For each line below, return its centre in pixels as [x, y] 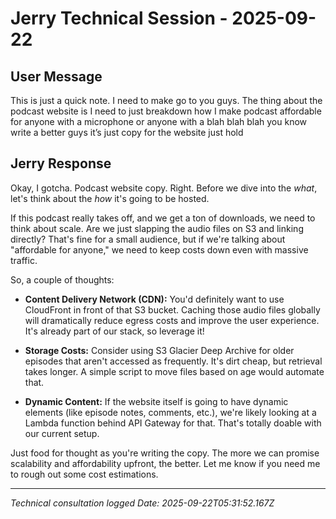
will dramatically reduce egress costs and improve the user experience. [172, 320]
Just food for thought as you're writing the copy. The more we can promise [165, 453]
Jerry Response [61, 163]
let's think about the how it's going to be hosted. [110, 198]
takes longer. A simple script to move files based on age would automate [174, 371]
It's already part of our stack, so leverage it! [114, 331]
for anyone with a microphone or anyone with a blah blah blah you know [159, 121]
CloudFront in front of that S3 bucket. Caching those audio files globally [172, 309]
